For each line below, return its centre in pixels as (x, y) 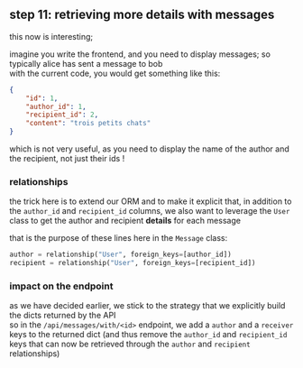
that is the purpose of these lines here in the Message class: (119, 238)
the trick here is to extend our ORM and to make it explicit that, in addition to (151, 201)
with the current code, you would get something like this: (115, 73)
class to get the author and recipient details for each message (125, 221)
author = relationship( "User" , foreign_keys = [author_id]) (120, 255)
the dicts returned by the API (63, 316)
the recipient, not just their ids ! (67, 159)
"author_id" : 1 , (56, 106)
